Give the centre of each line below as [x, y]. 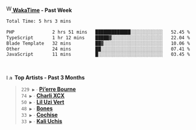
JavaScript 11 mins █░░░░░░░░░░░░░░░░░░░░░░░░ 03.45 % [98, 54]
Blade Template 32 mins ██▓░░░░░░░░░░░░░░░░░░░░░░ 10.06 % [98, 43]
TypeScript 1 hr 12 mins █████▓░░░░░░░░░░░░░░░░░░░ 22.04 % [98, 38]
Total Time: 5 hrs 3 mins [39, 21]
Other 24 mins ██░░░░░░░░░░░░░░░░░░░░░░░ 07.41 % [98, 49]
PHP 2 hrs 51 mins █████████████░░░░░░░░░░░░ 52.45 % [98, 32]
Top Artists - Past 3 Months [49, 78]
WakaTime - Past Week [43, 10]
